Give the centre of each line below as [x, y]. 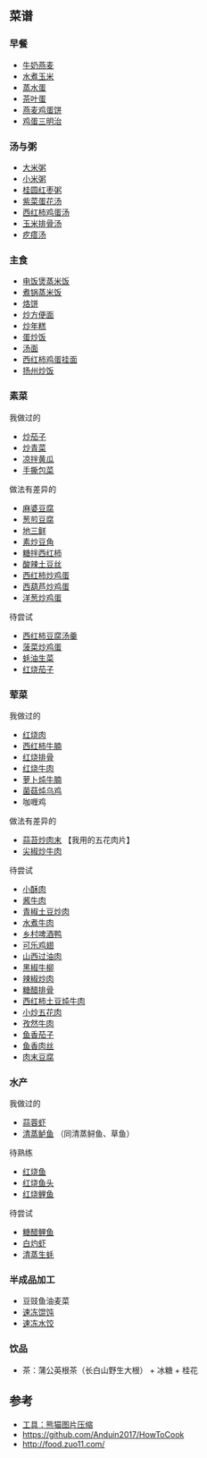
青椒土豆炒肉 [46, 911]
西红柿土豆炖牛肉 [54, 1001]
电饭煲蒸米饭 [46, 281]
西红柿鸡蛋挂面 [50, 360]
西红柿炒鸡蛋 [46, 575]
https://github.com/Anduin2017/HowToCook [103, 1434]
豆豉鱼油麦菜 [46, 1301]
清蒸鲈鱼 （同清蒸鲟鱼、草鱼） [78, 1134]
